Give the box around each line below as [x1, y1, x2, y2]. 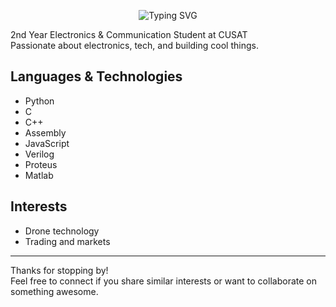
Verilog [24, 148, 55, 160]
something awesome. [10, 285, 99, 297]
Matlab [24, 169, 54, 181]
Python [24, 95, 55, 107]
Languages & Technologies [10, 68, 183, 85]
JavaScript [24, 137, 70, 149]
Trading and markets [24, 235, 111, 247]
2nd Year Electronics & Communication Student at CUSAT [10, 29, 248, 40]
